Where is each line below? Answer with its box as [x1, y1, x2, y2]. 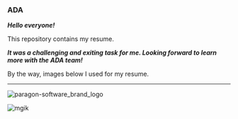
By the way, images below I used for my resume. [7, 69, 149, 79]
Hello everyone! [7, 21, 55, 30]
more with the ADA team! [7, 56, 84, 64]
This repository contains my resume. [7, 35, 115, 43]
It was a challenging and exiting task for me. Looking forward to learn [7, 48, 217, 57]
